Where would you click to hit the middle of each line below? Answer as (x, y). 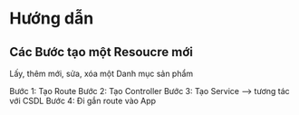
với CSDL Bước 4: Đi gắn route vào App (83, 101)
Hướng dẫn (52, 19)
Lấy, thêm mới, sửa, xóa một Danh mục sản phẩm (101, 73)
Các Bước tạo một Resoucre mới (101, 52)
